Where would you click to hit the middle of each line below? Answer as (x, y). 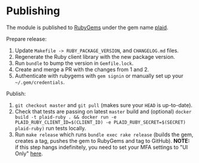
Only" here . (29, 153)
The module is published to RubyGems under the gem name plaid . (87, 27)
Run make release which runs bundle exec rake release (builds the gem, (104, 134)
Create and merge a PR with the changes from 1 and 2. (82, 69)
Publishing (33, 11)
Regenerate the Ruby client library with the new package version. (95, 57)
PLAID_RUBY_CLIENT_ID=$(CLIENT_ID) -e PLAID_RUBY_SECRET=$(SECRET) (100, 122)
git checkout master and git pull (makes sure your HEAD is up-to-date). (103, 105)
